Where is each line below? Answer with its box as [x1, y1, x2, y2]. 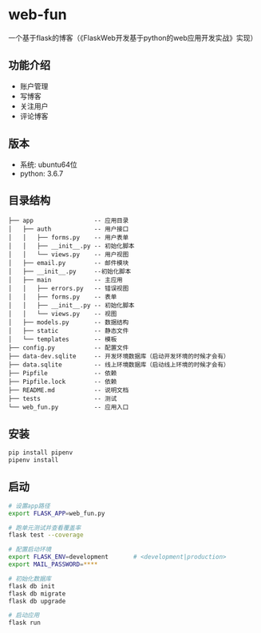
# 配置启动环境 [8, 545, 52, 554]
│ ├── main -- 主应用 [8, 276, 123, 284]
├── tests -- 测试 [8, 395, 117, 403]
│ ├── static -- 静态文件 [8, 327, 129, 335]
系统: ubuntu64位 [19, 160, 77, 169]
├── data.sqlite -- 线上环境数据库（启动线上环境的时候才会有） [8, 361, 230, 369]
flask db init [8, 582, 56, 590]
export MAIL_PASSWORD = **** [8, 560, 98, 568]
